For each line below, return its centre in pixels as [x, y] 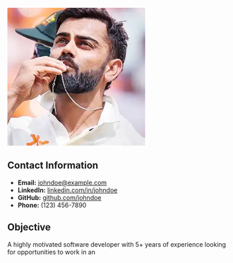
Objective [29, 227]
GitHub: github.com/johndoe [59, 197]
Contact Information [53, 166]
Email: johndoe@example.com [62, 182]
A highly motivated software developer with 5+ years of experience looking [117, 244]
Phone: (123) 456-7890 [52, 205]
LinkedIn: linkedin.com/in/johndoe [67, 190]
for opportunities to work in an [51, 252]
